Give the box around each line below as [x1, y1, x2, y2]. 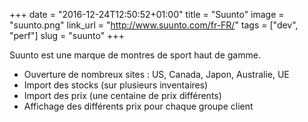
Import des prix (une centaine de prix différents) [23, 90, 222, 101]
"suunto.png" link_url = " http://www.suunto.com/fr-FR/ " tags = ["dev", [9, 19, 299, 31]
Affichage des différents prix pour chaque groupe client [23, 100, 254, 112]
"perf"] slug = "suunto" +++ [9, 30, 125, 41]
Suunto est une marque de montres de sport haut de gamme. [9, 49, 261, 61]
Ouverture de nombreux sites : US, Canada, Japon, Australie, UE [23, 69, 290, 80]
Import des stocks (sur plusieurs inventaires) [23, 79, 209, 91]
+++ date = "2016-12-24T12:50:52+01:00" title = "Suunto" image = [9, 9, 285, 20]
